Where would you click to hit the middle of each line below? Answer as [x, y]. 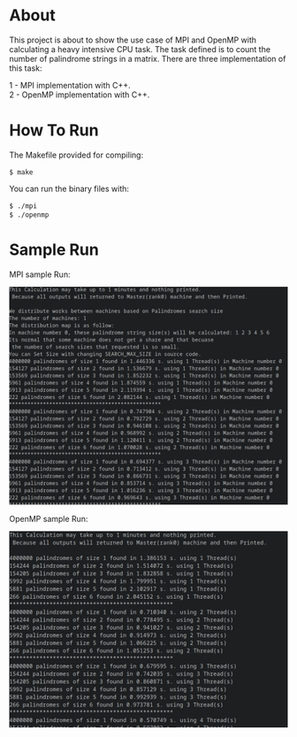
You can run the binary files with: [69, 188]
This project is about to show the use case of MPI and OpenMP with [133, 40]
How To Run [54, 131]
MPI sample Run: [40, 274]
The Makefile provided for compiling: [76, 155]
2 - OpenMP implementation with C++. [80, 95]
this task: [26, 68]
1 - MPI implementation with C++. [70, 85]
